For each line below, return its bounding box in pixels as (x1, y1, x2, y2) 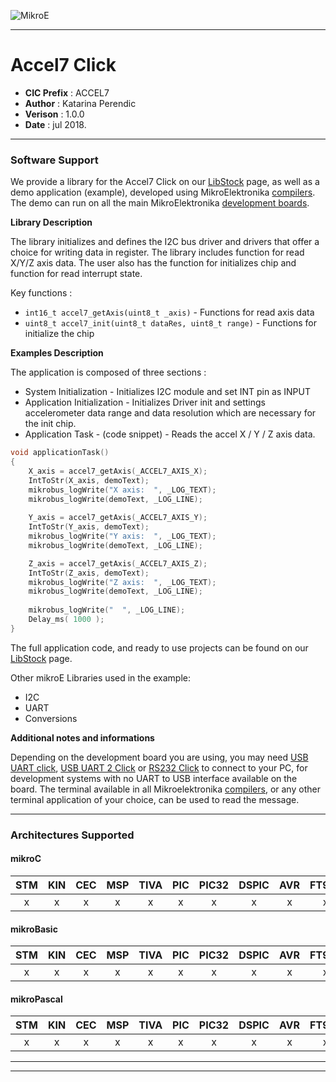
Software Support (10, 153, 99, 167)
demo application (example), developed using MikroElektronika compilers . (10, 186, 316, 199)
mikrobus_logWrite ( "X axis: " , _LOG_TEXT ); (28, 485, 217, 495)
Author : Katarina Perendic (24, 97, 137, 109)
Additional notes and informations (10, 731, 155, 744)
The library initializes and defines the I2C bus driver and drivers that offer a (10, 236, 320, 248)
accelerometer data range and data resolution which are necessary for (24, 407, 317, 419)
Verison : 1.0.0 (24, 108, 85, 120)
